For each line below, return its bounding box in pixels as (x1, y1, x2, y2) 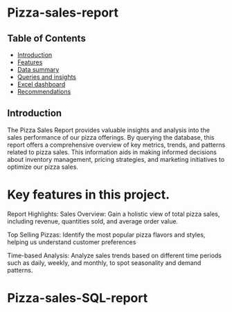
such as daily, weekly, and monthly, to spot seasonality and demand (7, 258, 202, 267)
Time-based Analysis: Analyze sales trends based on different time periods (7, 251, 222, 259)
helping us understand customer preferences (7, 237, 136, 246)
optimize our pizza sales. (7, 163, 78, 171)
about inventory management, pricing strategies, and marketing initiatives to (7, 155, 225, 163)
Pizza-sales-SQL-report (7, 290, 148, 306)
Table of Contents (7, 33, 87, 44)
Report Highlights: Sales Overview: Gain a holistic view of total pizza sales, (7, 210, 220, 218)
